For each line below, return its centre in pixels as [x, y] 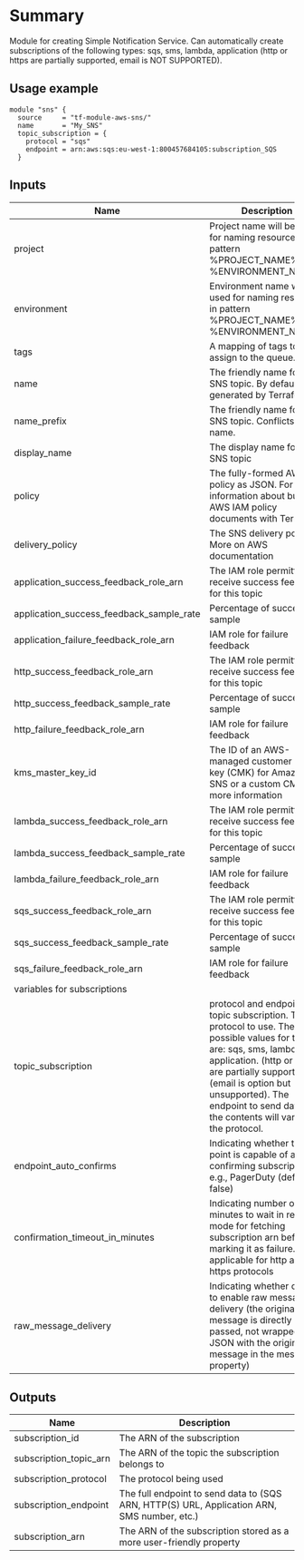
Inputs [28, 185]
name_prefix [41, 421]
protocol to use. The [252, 1026]
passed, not [234, 1331]
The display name [247, 447]
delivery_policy [46, 544]
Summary [47, 16]
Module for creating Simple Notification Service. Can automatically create [147, 41]
